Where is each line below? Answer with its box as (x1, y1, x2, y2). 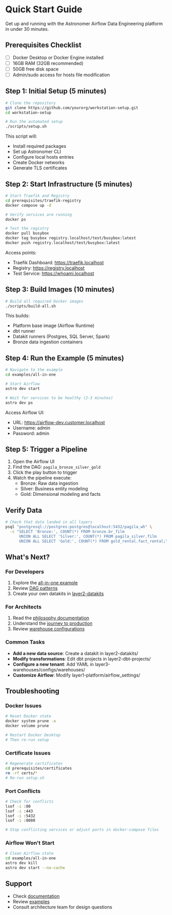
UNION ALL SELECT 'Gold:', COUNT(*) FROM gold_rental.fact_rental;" (18, 538, 168, 543)
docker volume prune (5, 723, 50, 729)
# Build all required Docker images (5, 298, 83, 304)
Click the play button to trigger (12, 469, 78, 475)
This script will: (5, 133, 37, 139)
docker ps (5, 216, 27, 222)
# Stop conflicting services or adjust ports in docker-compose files (5, 827, 159, 833)
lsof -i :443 (5, 809, 33, 814)
